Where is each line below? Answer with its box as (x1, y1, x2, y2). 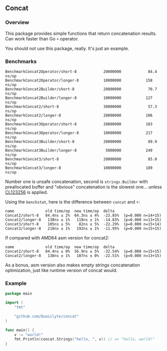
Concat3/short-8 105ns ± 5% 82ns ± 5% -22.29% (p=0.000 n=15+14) (5, 221, 162, 226)
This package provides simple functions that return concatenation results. (5, 30, 157, 36)
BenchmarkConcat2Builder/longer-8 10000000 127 (5, 95, 153, 100)
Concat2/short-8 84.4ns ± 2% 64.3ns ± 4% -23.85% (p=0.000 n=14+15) (5, 212, 162, 218)
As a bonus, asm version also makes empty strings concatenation (5, 262, 141, 268)
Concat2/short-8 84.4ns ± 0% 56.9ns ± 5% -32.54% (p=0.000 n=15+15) (5, 248, 162, 254)
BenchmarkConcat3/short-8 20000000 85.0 (5, 156, 157, 161)
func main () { (5, 327, 35, 332)
